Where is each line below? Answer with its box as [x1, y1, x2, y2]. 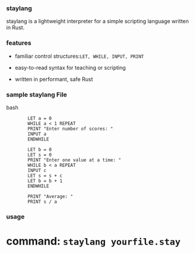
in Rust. [6, 24, 25, 31]
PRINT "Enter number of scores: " [27, 126, 113, 132]
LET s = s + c [27, 173, 63, 179]
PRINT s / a [27, 198, 58, 205]
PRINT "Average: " [27, 193, 73, 199]
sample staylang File [6, 90, 67, 99]
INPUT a [27, 131, 47, 137]
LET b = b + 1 [27, 177, 63, 184]
